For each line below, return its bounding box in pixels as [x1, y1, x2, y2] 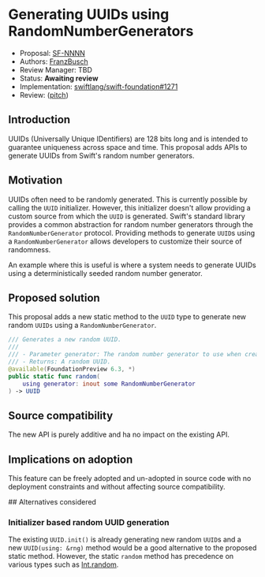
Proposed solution [8, 291, 100, 304]
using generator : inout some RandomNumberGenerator [22, 380, 196, 388]
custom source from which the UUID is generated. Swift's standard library [8, 211, 246, 221]
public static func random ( [8, 372, 101, 380]
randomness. [8, 244, 51, 254]
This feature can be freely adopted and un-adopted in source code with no [8, 474, 252, 482]
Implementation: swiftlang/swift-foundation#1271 [19, 81, 178, 91]
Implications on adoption [8, 452, 133, 466]
